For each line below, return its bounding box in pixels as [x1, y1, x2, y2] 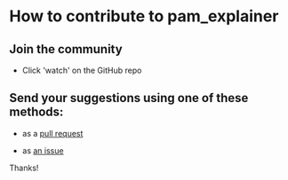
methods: [9, 105, 64, 120]
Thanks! [9, 162, 39, 173]
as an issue [21, 145, 64, 156]
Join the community [9, 42, 123, 57]
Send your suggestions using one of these [9, 90, 249, 106]
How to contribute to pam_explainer [9, 6, 279, 27]
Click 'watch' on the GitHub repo [21, 65, 142, 75]
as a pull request [21, 128, 84, 138]
